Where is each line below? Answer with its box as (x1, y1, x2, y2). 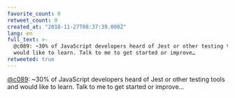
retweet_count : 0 (7, 17, 58, 24)
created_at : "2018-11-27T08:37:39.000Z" (7, 23, 127, 30)
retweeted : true (7, 56, 55, 63)
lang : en (7, 29, 33, 37)
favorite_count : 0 (7, 10, 61, 17)
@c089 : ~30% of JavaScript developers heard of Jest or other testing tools (7, 75, 225, 83)
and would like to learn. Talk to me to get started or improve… (7, 82, 185, 91)
